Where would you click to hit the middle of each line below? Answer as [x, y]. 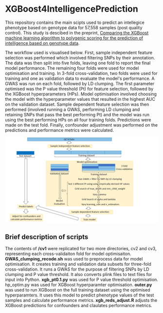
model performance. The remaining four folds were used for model [72, 68]
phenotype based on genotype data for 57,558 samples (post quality [74, 27]
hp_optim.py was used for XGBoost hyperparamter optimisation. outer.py [79, 285]
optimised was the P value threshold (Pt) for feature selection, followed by [79, 89]
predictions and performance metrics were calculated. [60, 130]
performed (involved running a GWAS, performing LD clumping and [72, 109]
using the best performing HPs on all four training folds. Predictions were [78, 120]
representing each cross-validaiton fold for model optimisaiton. [68, 254]
